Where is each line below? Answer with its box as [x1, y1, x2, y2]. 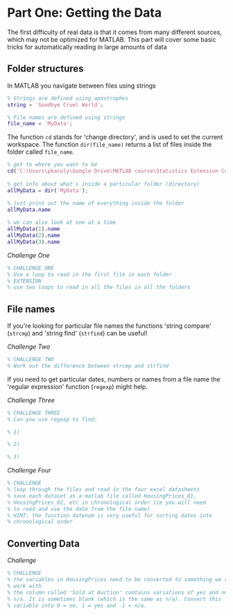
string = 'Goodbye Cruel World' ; [7, 101, 104, 109]
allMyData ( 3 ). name [7, 238, 60, 245]
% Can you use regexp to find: [7, 416, 98, 422]
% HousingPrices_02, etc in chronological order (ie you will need [7, 499, 207, 506]
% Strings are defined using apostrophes [7, 95, 129, 102]
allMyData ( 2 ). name [7, 232, 60, 239]
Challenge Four [7, 466, 51, 475]
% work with [7, 583, 42, 590]
